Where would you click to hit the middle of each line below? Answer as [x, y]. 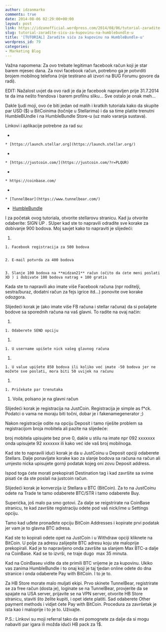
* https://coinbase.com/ [31, 181]
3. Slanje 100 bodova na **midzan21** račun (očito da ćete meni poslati [83, 273]
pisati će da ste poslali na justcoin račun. [46, 478]
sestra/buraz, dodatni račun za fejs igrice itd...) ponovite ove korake [74, 292]
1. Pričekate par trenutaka [34, 389]
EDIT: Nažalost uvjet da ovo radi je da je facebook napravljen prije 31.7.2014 [82, 91]
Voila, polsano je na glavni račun [45, 398]
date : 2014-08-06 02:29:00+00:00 [40, 19]
